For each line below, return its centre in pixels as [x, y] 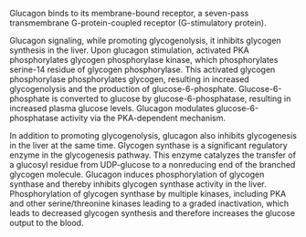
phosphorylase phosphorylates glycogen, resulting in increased [129, 79]
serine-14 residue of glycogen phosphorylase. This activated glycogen [142, 69]
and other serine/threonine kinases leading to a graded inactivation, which [149, 203]
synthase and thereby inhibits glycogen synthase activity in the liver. [138, 184]
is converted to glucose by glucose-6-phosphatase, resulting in [171, 98]
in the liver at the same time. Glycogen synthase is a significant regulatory [148, 145]
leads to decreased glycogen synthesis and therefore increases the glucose [152, 213]
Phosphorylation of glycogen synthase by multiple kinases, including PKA [148, 194]
